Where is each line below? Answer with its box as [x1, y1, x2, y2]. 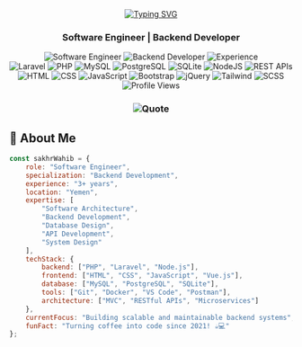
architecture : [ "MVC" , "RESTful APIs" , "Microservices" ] [41, 296, 259, 305]
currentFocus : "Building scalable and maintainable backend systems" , [25, 313, 296, 322]
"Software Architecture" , [41, 204, 139, 214]
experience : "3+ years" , [25, 179, 119, 188]
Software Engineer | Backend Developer [61, 31, 241, 43]
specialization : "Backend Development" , [25, 171, 179, 180]
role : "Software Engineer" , [25, 162, 130, 172]
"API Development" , [41, 229, 115, 238]
